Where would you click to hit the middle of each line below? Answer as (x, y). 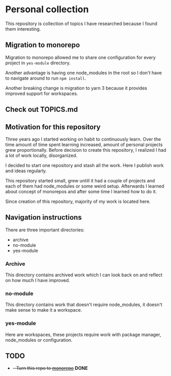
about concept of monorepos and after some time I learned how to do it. (81, 191)
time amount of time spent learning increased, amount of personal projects (84, 145)
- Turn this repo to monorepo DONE (50, 368)
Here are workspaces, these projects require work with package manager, (83, 334)
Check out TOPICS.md (42, 110)
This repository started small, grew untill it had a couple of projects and (80, 180)
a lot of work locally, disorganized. (41, 155)
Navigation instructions (44, 217)
